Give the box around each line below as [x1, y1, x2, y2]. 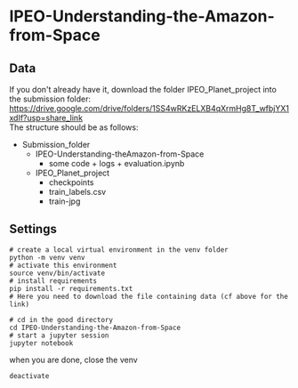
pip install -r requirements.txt [9, 284, 133, 293]
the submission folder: [9, 93, 92, 104]
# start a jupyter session [9, 331, 109, 340]
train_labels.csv [48, 187, 107, 197]
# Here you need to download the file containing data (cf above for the [9, 292, 289, 301]
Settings [9, 222, 58, 237]
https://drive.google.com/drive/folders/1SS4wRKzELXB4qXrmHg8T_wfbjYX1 [9, 103, 289, 113]
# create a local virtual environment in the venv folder [9, 245, 229, 255]
